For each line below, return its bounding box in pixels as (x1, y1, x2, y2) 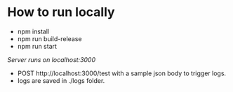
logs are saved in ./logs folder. (17, 76, 105, 84)
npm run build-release (17, 34, 82, 43)
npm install (17, 27, 50, 36)
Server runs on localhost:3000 (7, 55, 96, 63)
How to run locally (7, 4, 115, 20)
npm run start (17, 42, 58, 50)
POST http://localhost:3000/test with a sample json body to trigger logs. (17, 69, 227, 77)
